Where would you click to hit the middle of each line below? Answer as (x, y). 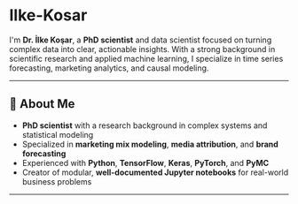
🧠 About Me (42, 104)
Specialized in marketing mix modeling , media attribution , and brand (150, 144)
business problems (57, 181)
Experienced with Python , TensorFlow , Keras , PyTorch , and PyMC (145, 162)
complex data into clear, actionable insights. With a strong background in (142, 49)
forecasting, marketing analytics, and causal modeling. (109, 68)
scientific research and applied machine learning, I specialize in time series (146, 58)
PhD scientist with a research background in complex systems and (145, 125)
